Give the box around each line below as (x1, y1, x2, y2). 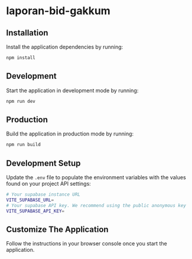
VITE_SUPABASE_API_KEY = (6, 208, 65, 214)
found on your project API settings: (6, 180, 92, 187)
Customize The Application (6, 224, 109, 234)
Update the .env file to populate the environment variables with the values (6, 174, 186, 181)
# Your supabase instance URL (6, 192, 81, 198)
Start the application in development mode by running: (6, 87, 139, 94)
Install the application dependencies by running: (6, 43, 123, 50)
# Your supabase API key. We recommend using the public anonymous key (6, 202, 186, 208)
